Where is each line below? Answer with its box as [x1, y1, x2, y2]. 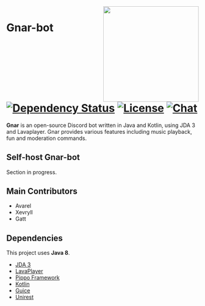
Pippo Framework [15, 274, 60, 282]
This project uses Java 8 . [6, 249, 70, 257]
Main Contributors [6, 186, 77, 196]
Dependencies [6, 233, 63, 243]
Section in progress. [6, 168, 57, 176]
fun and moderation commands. [6, 134, 87, 142]
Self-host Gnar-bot [6, 152, 81, 162]
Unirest [15, 293, 34, 301]
